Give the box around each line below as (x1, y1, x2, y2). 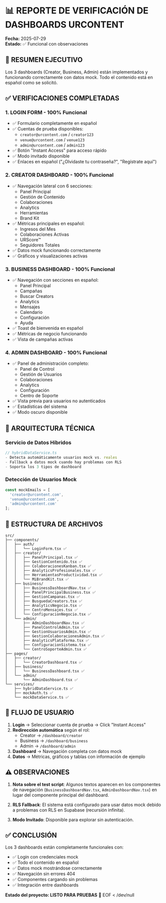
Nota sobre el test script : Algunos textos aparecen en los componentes (12, 781, 161, 787)
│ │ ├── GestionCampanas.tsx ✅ (5, 594, 80, 599)
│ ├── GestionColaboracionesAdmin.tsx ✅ (5, 634, 105, 639)
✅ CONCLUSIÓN (5, 831, 57, 840)
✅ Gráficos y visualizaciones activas (12, 253, 87, 259)
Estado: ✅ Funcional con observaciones (5, 40, 88, 46)
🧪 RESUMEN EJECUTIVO (5, 55, 83, 64)
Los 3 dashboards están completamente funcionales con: (5, 844, 124, 851)
